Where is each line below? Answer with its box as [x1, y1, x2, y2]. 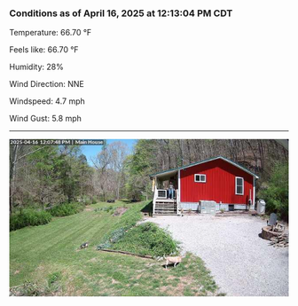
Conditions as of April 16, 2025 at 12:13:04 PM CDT [9, 7, 233, 20]
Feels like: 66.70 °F [9, 44, 79, 55]
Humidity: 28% [9, 61, 64, 73]
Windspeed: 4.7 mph [9, 96, 86, 106]
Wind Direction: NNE [9, 79, 84, 90]
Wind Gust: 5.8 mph [9, 114, 82, 124]
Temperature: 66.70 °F [9, 27, 92, 38]
